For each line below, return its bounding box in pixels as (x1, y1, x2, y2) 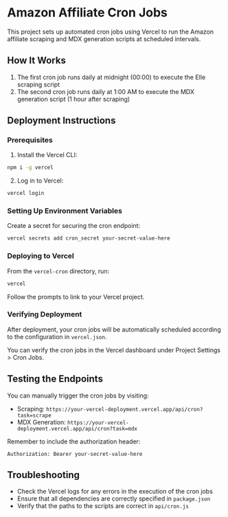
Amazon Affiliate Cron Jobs (7, 5, 168, 21)
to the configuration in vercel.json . (7, 332, 107, 341)
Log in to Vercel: (16, 176, 64, 185)
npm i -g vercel (7, 164, 54, 171)
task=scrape (16, 412, 52, 419)
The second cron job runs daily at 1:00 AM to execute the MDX (16, 87, 194, 95)
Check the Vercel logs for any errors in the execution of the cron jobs (16, 487, 213, 496)
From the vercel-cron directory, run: (7, 266, 110, 275)
